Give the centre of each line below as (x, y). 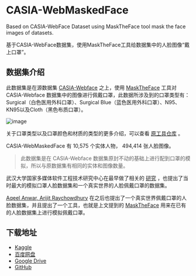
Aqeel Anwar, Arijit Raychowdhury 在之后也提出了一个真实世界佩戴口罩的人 (97, 197)
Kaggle (23, 247)
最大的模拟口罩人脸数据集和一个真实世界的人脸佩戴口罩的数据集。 (90, 185)
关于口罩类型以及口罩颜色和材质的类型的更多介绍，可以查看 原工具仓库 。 (94, 133)
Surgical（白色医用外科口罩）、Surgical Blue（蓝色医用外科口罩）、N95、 (93, 102)
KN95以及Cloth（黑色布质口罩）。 (46, 110)
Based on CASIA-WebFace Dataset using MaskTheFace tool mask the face (96, 26)
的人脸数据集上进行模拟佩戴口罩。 (47, 212)
